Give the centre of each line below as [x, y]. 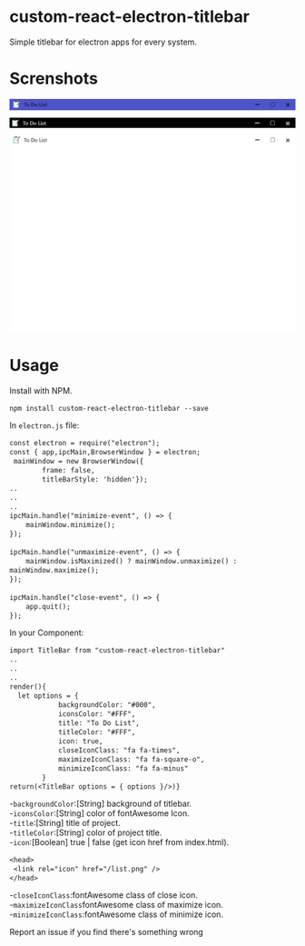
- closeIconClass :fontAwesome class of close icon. [103, 895]
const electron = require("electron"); [85, 443]
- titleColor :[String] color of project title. [86, 832]
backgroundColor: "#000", [107, 705]
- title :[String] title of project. [65, 822]
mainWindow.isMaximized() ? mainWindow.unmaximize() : [132, 561]
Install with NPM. [41, 390]
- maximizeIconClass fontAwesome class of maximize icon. [117, 904]
